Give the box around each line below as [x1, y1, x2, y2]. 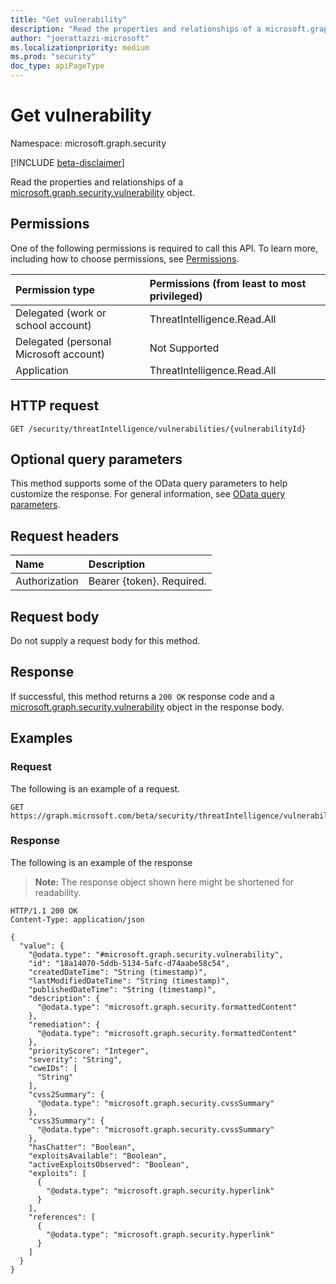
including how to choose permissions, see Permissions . [10, 252, 240, 265]
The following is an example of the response [10, 856, 193, 868]
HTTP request [10, 397, 100, 415]
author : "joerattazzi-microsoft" [10, 33, 150, 43]
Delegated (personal [15, 334, 112, 348]
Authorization [15, 574, 79, 588]
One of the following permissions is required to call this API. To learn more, [10, 242, 319, 254]
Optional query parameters [10, 451, 183, 468]
